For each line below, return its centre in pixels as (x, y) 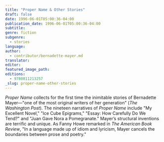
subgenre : (15, 38)
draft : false (19, 14)
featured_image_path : (27, 70)
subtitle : (15, 28)
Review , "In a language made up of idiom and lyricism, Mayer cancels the (80, 129)
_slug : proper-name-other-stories (41, 83)
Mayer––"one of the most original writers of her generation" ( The (71, 102)
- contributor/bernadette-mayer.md (46, 56)
